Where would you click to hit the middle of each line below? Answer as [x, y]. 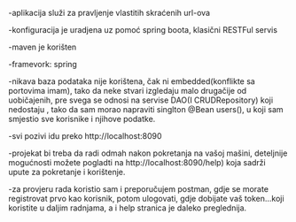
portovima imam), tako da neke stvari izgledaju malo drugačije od [128, 91]
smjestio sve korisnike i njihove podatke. [82, 119]
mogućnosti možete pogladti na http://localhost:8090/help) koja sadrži [137, 162]
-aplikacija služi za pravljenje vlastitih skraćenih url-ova [109, 13]
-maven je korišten [43, 47]
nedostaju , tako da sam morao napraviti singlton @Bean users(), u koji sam [146, 109]
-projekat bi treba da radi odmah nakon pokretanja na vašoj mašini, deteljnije [148, 153]
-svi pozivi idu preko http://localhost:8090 [85, 136]
